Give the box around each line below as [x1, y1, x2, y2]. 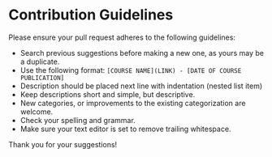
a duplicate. [19, 57, 60, 66]
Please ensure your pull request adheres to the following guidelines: [8, 32, 235, 42]
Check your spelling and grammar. [19, 115, 136, 125]
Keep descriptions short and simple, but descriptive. [19, 89, 196, 99]
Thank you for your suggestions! [8, 139, 118, 149]
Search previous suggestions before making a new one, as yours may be [19, 48, 265, 57]
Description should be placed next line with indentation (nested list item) [19, 81, 263, 91]
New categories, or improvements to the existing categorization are [19, 98, 246, 108]
